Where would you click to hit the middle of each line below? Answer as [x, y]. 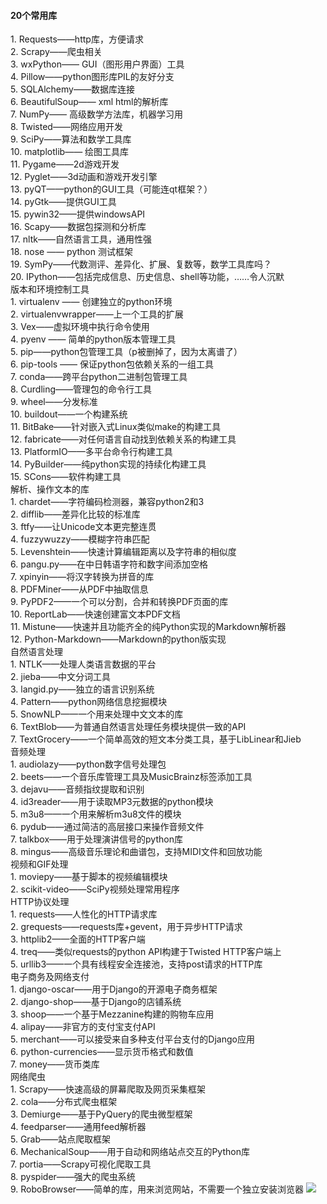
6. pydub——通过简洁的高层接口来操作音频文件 [107, 827]
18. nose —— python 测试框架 [71, 252]
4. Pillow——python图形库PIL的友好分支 [92, 77]
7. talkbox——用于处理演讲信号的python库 [96, 839]
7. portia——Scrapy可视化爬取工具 [81, 1164]
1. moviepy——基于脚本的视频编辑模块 [89, 877]
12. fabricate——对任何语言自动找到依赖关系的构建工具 [123, 439]
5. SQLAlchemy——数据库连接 [72, 89]
